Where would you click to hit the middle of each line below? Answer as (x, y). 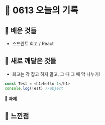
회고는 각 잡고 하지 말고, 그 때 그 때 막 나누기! (56, 74)
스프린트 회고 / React (33, 44)
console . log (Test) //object (34, 88)
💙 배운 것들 (21, 30)
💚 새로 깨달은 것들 (30, 61)
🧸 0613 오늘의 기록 (42, 10)
